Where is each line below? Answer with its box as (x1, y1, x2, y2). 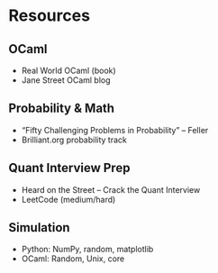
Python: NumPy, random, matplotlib (21, 244, 154, 255)
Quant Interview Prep (8, 160, 131, 176)
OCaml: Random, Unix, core (21, 253, 125, 264)
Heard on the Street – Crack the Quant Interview (21, 184, 201, 195)
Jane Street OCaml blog (21, 75, 111, 86)
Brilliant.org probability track (21, 134, 128, 145)
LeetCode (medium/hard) (21, 194, 116, 205)
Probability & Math (8, 101, 114, 116)
